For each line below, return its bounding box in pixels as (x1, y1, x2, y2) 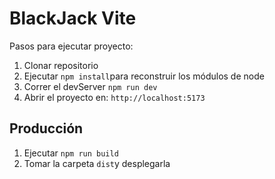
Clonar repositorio (23, 59, 99, 71)
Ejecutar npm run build (23, 147, 119, 159)
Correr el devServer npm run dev (23, 80, 158, 92)
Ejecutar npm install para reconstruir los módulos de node (23, 70, 265, 82)
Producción (9, 120, 84, 137)
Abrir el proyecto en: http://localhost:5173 (23, 91, 206, 103)
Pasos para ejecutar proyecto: (9, 40, 134, 52)
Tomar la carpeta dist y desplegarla (23, 157, 171, 169)
